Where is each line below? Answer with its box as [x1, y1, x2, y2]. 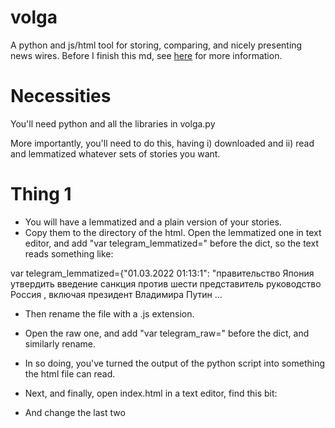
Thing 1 [10, 183, 72, 206]
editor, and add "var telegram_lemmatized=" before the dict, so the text [24, 237, 319, 249]
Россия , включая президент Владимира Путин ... [10, 288, 223, 300]
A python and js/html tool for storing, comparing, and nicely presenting [10, 39, 303, 51]
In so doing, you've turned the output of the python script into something [24, 357, 326, 369]
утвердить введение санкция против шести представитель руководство [10, 277, 322, 290]
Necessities [10, 85, 112, 108]
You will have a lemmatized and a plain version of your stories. [24, 216, 282, 228]
